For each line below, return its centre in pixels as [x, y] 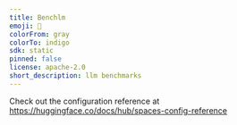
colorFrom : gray [39, 34]
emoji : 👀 [25, 26]
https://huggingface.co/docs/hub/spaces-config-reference [118, 110]
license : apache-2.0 [48, 68]
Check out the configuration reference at [85, 101]
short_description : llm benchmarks [76, 76]
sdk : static [31, 51]
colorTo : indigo [39, 42]
